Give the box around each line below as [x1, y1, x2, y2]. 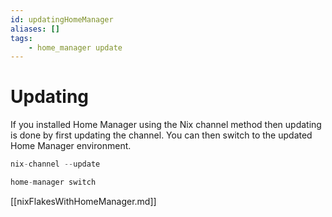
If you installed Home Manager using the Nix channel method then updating [10, 119, 322, 131]
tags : [10, 33, 33, 43]
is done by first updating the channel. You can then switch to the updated [10, 129, 313, 141]
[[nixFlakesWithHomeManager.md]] [10, 195, 157, 207]
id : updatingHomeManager [10, 14, 114, 25]
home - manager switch [10, 177, 97, 188]
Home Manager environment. [10, 140, 132, 152]
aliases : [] [10, 24, 60, 34]
